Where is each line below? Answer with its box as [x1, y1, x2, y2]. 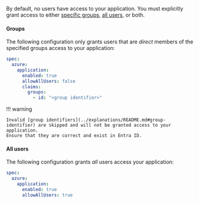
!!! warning [6, 105, 33, 113]
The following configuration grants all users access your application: [6, 158, 174, 165]
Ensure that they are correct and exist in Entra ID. [6, 133, 143, 139]
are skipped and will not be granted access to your [37, 122, 171, 129]
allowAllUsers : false [21, 78, 76, 84]
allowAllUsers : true [21, 192, 73, 198]
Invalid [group [6, 117, 44, 123]
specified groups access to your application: [6, 45, 115, 52]
